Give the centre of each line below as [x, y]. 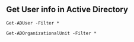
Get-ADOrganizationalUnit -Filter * [51, 33]
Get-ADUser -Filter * [33, 23]
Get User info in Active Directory [67, 10]
